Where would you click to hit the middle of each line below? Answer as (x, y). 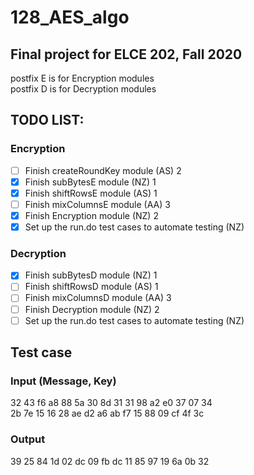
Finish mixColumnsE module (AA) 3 (97, 204)
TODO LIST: (47, 120)
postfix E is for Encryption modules (82, 78)
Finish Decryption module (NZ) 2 (92, 309)
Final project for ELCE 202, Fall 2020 (126, 54)
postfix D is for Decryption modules (83, 89)
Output (28, 439)
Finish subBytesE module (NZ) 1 (90, 182)
